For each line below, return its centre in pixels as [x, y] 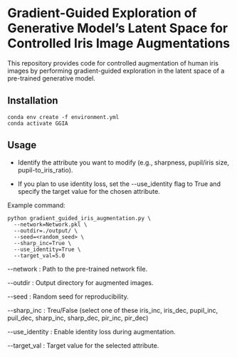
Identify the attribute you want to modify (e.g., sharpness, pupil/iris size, [123, 162]
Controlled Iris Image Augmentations [119, 43]
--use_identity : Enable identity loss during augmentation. [91, 331]
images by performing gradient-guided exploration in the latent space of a [116, 71]
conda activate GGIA [38, 123]
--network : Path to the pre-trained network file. [78, 269]
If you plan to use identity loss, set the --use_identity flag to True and [119, 184]
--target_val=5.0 [39, 255]
